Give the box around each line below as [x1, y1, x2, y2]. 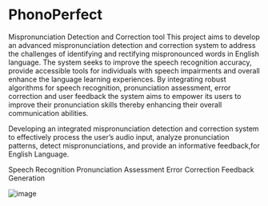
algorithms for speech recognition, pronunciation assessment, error [8, 82, 231, 93]
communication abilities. [8, 108, 89, 117]
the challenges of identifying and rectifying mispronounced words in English [8, 49, 260, 58]
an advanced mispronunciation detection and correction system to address [8, 40, 256, 50]
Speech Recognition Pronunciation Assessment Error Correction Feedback [8, 164, 254, 174]
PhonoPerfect [8, 6, 102, 24]
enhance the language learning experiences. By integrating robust [8, 74, 226, 84]
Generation [8, 173, 46, 183]
